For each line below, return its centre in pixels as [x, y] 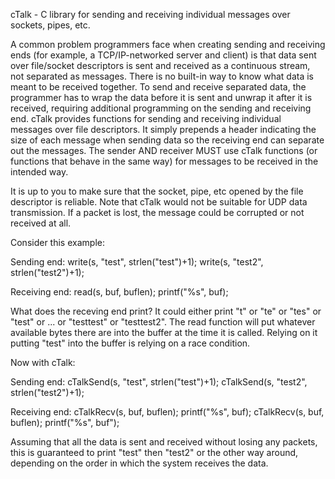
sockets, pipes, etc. [50, 25]
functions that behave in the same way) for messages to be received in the [164, 161]
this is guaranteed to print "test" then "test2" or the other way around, [154, 452]
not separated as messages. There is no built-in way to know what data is [162, 76]
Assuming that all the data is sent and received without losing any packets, [164, 442]
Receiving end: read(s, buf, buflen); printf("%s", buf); [119, 292]
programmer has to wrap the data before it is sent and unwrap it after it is [161, 97]
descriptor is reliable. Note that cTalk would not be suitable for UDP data [159, 202]
